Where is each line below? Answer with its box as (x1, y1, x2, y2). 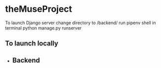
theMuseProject (5, 3, 72, 15)
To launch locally (5, 39, 59, 48)
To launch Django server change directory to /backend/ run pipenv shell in (5, 20, 156, 26)
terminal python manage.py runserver (5, 25, 82, 31)
